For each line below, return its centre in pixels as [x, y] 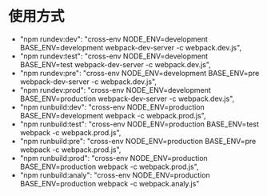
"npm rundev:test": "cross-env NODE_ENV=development [114, 56]
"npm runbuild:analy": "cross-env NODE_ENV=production [115, 175]
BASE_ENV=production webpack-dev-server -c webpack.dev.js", [127, 98]
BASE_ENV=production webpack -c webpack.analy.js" [110, 183]
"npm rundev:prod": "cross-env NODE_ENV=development [116, 90]
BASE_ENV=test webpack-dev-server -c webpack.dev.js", [116, 64]
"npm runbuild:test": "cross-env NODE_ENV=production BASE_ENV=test [139, 124]
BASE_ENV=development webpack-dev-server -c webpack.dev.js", [131, 47]
